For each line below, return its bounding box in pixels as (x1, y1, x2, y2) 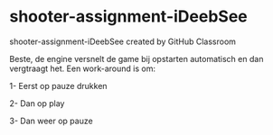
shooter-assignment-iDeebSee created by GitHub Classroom (9, 36, 237, 47)
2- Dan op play (9, 97, 65, 109)
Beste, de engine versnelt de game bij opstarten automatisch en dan (9, 53, 264, 64)
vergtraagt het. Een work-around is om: (9, 63, 156, 74)
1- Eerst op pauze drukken (9, 80, 108, 91)
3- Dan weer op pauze (9, 115, 93, 126)
